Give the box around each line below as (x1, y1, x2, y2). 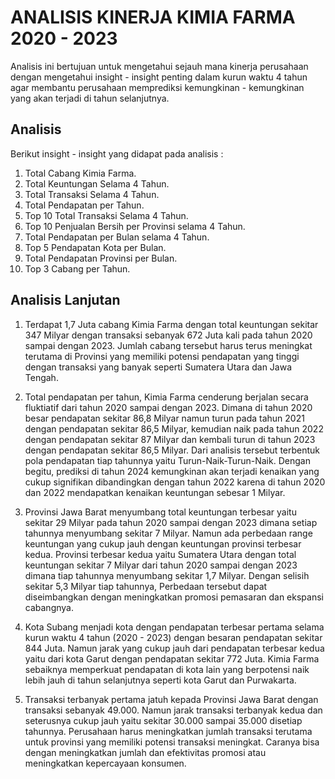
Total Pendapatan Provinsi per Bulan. (24, 252, 178, 264)
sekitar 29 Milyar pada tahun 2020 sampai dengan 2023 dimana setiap (24, 516, 318, 528)
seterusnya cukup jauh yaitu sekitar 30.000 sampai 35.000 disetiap (24, 714, 303, 726)
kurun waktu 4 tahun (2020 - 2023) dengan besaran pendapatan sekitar (24, 631, 323, 643)
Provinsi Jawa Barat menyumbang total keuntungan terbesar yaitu (24, 506, 297, 518)
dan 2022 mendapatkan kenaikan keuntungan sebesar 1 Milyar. (24, 486, 286, 498)
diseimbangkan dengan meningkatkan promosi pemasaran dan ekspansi (24, 591, 324, 603)
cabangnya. (24, 601, 74, 613)
